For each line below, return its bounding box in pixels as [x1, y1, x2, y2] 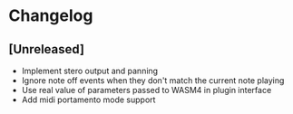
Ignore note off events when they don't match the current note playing [21, 75, 285, 86]
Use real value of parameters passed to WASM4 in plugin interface [21, 85, 272, 95]
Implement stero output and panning [21, 65, 159, 76]
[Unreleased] [8, 42, 85, 57]
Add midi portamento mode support [21, 94, 156, 105]
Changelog [8, 5, 93, 26]
